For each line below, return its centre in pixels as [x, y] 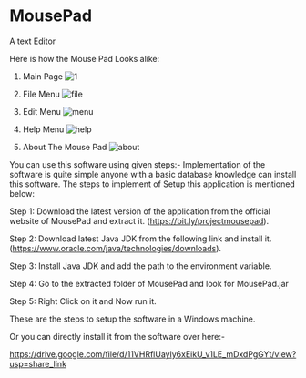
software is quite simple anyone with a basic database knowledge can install [153, 174]
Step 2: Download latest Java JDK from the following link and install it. [141, 239]
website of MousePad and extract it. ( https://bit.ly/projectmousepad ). [139, 220]
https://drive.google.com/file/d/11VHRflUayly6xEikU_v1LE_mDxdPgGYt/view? [153, 354]
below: [22, 193]
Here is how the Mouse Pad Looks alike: [85, 58]
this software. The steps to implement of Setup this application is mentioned [153, 184]
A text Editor [33, 41]
